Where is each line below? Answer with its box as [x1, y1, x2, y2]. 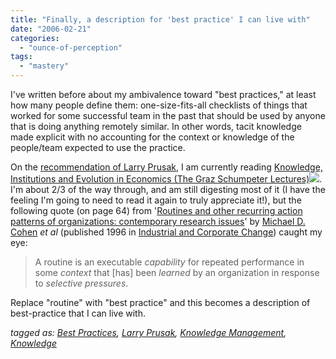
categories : [10, 33, 60, 43]
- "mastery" [19, 61, 70, 71]
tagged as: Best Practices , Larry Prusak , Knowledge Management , [10, 327, 287, 338]
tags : [10, 52, 33, 62]
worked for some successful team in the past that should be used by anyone [10, 110, 326, 121]
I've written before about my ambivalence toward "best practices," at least [10, 89, 317, 100]
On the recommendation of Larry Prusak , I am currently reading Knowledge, [10, 161, 323, 173]
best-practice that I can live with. [10, 307, 146, 319]
